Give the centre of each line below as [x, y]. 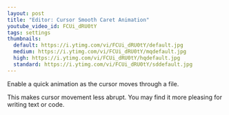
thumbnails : [24, 39]
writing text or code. [36, 104]
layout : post [26, 13]
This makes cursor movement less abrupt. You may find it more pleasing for [115, 97]
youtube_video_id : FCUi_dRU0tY [52, 26]
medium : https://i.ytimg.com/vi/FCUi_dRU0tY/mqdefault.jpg [100, 52]
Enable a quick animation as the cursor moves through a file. [93, 84]
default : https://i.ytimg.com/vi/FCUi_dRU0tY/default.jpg [99, 45]
